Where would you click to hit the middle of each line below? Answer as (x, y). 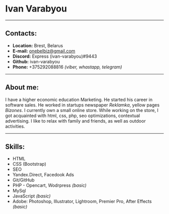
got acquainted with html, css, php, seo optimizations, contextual (73, 116)
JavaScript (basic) (31, 196)
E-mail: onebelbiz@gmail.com (44, 51)
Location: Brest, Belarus (38, 45)
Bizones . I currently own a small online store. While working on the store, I (82, 110)
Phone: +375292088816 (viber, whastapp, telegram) (67, 67)
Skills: (15, 146)
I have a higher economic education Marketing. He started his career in (79, 99)
